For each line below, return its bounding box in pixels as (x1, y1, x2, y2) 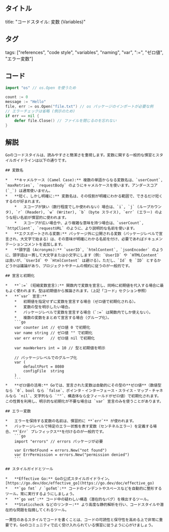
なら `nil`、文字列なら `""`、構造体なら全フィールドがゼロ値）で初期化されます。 (9, 394, 161, 399)
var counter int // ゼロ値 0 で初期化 (14, 325, 91, 330)
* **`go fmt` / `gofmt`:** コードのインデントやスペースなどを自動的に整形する (5, 486, 162, 491)
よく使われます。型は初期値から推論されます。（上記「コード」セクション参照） (9, 288, 149, 294)
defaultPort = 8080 (23, 364, 65, 369)
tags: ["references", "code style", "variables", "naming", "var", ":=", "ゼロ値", (5, 49, 163, 55)
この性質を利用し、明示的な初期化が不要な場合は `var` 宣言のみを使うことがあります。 (5, 399, 163, 404)
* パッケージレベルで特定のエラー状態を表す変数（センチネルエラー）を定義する (5, 424, 153, 429)
